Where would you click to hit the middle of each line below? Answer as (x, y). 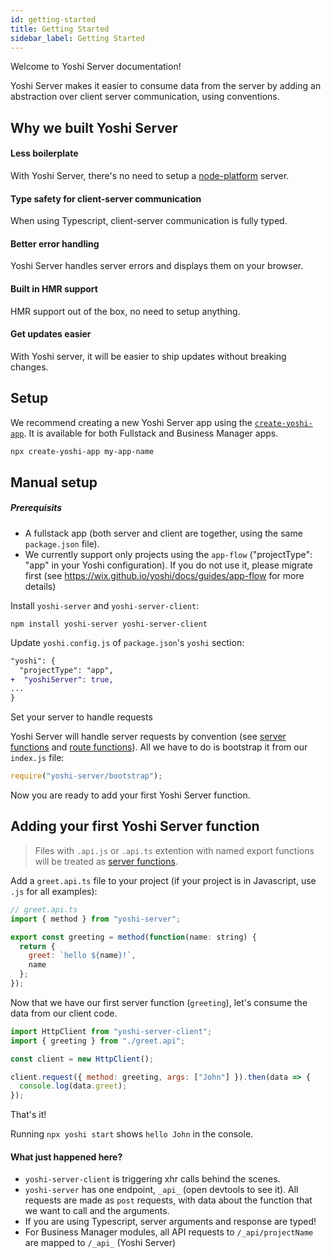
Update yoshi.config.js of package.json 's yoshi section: (127, 642)
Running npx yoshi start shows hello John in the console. (132, 1134)
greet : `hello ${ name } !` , (82, 956)
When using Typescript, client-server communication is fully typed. (149, 221)
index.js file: (37, 758)
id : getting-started (53, 19)
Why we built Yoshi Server (94, 127)
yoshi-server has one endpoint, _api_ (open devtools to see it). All (161, 1190)
